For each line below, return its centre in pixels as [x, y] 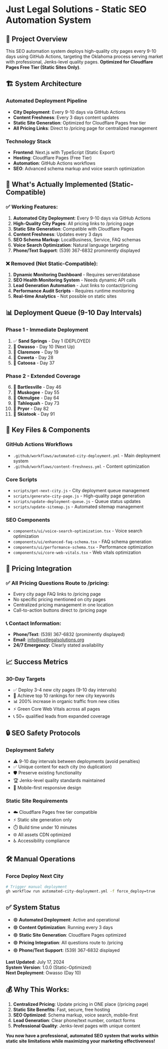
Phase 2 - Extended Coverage [43, 376]
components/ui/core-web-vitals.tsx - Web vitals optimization [77, 553]
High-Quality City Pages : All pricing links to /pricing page [73, 223]
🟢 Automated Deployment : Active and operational [66, 920]
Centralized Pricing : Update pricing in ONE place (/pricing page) [81, 1004]
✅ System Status [33, 907]
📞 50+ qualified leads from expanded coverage [61, 716]
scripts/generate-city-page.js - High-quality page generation [79, 496]
